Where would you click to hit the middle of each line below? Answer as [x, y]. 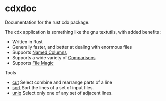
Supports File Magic [33, 63]
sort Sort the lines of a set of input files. [53, 87]
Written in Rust [28, 42]
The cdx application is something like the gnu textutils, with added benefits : [83, 32]
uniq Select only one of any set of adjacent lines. [63, 93]
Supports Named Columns [40, 52]
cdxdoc [21, 9]
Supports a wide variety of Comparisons [54, 57]
